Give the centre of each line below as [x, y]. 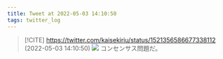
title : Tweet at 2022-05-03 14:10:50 [62, 14]
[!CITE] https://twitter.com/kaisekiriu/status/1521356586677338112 [120, 40]
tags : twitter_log [34, 20]
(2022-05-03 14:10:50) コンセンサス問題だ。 [93, 48]
